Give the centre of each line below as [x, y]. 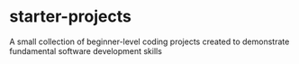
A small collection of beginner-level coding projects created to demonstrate [149, 41]
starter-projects [71, 17]
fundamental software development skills [86, 50]
